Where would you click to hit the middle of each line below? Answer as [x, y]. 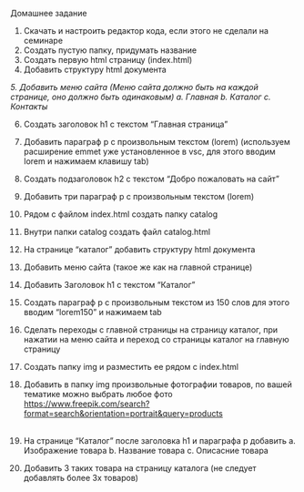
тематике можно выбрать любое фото [98, 394]
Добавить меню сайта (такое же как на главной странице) [138, 267]
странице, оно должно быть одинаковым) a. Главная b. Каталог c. [141, 97]
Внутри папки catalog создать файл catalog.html [117, 232]
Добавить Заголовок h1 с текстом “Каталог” [109, 285]
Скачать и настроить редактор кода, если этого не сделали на [146, 31]
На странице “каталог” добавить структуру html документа [139, 249]
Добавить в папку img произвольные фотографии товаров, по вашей [157, 384]
